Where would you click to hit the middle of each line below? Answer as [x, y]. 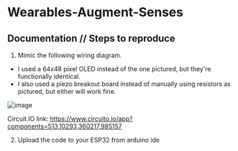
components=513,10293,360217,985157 [65, 126]
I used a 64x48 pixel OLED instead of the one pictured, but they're [114, 69]
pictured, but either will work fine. [67, 91]
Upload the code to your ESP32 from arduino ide [89, 140]
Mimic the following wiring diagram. [70, 55]
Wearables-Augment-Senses [95, 12]
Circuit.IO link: [28, 119]
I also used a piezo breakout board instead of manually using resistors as [124, 84]
